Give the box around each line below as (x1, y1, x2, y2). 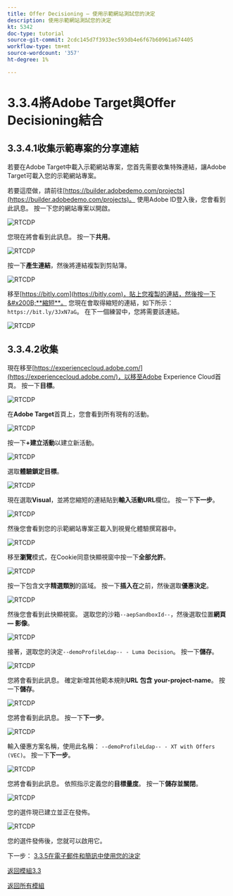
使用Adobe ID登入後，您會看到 (137, 195, 226, 203)
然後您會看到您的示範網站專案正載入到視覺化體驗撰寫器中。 (7, 524, 180, 532)
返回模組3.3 (7, 866, 42, 875)
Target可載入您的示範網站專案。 (7, 171, 101, 179)
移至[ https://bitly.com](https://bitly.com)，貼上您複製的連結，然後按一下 (7, 289, 216, 298)
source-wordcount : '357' (7, 50, 80, 57)
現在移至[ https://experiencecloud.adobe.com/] (7, 363, 143, 372)
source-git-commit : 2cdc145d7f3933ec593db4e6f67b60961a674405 (7, 37, 194, 44)
